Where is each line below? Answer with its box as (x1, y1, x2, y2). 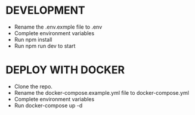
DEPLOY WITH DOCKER (5, 63, 125, 77)
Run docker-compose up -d (14, 102, 83, 109)
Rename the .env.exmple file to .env (14, 23, 103, 30)
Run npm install (14, 36, 52, 43)
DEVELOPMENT (5, 4, 86, 17)
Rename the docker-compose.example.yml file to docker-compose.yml (14, 89, 189, 96)
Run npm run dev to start (14, 42, 76, 49)
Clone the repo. (14, 83, 53, 90)
